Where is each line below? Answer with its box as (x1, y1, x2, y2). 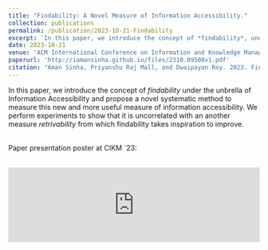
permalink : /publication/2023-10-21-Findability (8, 26, 173, 34)
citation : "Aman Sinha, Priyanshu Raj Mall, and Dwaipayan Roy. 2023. (8, 64, 248, 72)
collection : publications (8, 19, 94, 27)
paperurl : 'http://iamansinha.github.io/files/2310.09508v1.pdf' (8, 57, 230, 64)
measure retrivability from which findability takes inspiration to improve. (8, 119, 245, 128)
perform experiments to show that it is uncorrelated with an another (8, 111, 231, 120)
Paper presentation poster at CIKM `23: (8, 143, 137, 152)
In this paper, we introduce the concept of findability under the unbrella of (8, 85, 251, 95)
